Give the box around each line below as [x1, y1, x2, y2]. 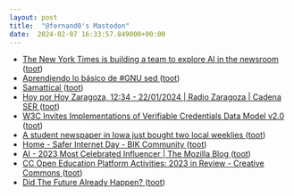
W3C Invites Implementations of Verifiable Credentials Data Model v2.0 [21, 110, 285, 121]
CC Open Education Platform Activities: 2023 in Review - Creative [21, 158, 265, 169]
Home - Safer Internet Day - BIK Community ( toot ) [21, 139, 207, 150]
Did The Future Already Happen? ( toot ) [21, 177, 165, 188]
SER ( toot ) [21, 102, 61, 112]
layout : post [9, 12, 58, 22]
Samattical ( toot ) [21, 82, 84, 94]
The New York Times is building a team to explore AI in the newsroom [21, 54, 279, 65]
